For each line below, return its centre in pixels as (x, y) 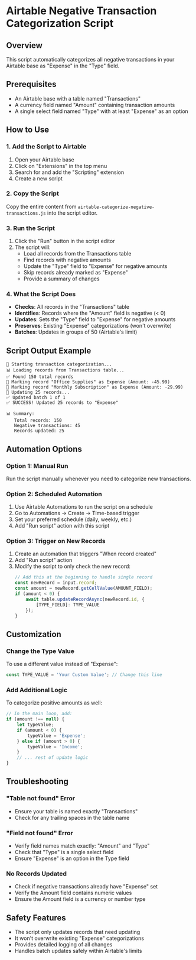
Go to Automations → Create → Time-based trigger (77, 513)
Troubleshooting (37, 782)
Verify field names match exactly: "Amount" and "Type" (82, 846)
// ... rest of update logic (53, 758)
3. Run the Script (30, 228)
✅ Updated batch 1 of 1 (36, 397)
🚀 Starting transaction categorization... (59, 364)
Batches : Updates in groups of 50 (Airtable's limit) (76, 332)
